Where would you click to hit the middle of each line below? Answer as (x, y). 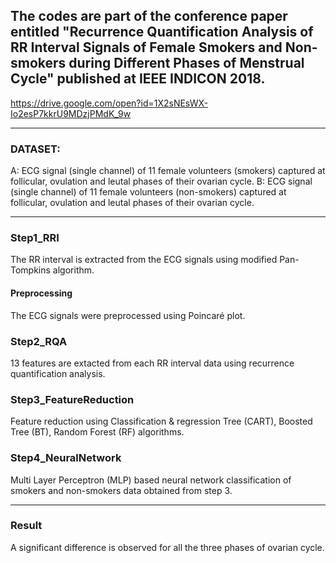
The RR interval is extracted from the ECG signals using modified (144, 260)
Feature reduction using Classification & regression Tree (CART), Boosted (161, 421)
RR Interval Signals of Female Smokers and (146, 47)
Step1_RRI (35, 238)
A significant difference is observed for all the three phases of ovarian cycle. (167, 547)
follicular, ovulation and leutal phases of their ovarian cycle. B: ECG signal (161, 181)
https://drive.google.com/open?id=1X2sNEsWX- (109, 103)
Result (26, 526)
